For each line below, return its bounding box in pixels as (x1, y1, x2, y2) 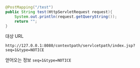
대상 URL (5, 33, 24, 39)
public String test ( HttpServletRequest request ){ (5, 9, 113, 15)
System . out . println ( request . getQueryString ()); (14, 14, 117, 19)
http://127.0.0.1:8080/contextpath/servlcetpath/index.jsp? (5, 43, 136, 48)
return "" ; (14, 19, 38, 24)
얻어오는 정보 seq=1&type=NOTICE (5, 57, 71, 63)
